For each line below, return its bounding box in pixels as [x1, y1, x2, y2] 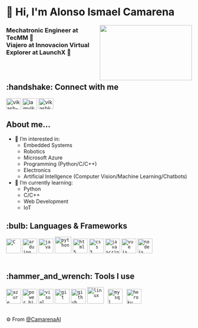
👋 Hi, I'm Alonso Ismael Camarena [6, 5, 175, 19]
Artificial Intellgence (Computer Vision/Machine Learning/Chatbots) [23, 173, 187, 180]
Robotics [23, 148, 45, 155]
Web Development [23, 198, 69, 205]
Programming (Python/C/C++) [23, 160, 97, 167]
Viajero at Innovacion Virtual [6, 41, 90, 49]
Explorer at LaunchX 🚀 [6, 48, 71, 56]
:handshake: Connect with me [6, 82, 119, 92]
